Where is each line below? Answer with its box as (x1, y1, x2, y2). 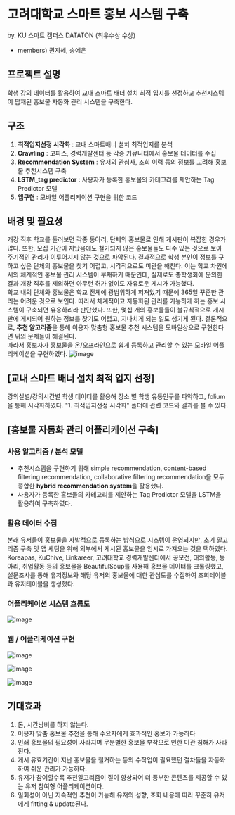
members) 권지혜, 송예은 (17, 46, 87, 54)
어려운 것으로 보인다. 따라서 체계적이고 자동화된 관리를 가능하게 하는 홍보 (20, 297, 219, 305)
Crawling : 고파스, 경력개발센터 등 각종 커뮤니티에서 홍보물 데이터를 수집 (17, 149, 217, 157)
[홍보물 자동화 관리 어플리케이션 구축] (7, 424, 159, 436)
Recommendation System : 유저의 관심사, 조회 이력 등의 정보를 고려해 (17, 158, 214, 166)
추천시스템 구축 (25, 166, 67, 175)
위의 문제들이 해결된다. (14, 332, 77, 341)
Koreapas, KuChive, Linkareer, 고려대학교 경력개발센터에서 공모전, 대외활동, (7, 553, 218, 562)
